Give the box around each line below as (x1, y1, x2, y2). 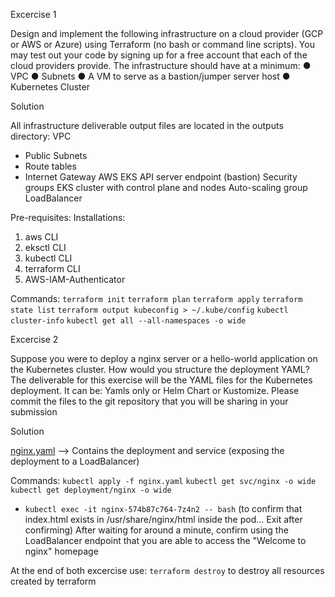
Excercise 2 (10, 334, 59, 345)
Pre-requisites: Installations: (10, 212, 126, 223)
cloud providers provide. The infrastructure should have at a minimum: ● (10, 60, 312, 71)
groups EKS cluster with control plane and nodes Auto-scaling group (24, 182, 308, 193)
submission (10, 406, 58, 418)
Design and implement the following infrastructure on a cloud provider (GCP (10, 28, 324, 39)
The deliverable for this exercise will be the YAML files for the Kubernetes (10, 374, 313, 386)
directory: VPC (10, 130, 72, 142)
